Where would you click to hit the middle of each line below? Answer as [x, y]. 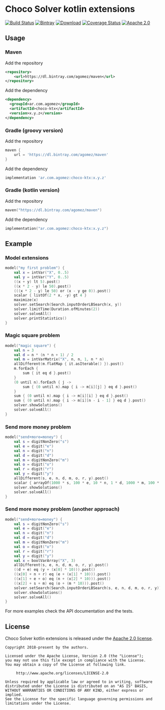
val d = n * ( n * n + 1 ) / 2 [44, 355]
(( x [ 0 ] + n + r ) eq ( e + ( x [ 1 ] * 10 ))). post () [62, 574]
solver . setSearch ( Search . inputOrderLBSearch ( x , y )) [68, 305]
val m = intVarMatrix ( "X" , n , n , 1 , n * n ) [59, 359]
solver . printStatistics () [41, 318]
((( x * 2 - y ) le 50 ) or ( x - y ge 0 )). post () [62, 291]
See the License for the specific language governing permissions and [79, 699]
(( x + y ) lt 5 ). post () [37, 281]
